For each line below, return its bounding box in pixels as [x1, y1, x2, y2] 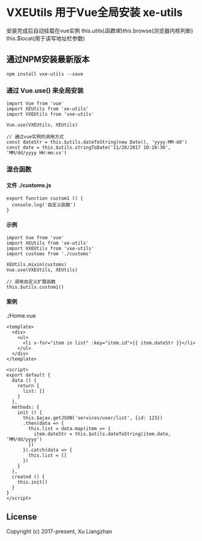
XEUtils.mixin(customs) [6, 261, 67, 268]
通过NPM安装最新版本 [6, 54, 90, 65]
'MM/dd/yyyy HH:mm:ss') [6, 150, 67, 156]
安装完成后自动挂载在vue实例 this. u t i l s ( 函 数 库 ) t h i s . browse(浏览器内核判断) [6, 27, 193, 34]
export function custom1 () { [6, 195, 84, 202]
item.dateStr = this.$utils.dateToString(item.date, [33, 431, 171, 437]
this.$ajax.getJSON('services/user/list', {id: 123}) [22, 414, 163, 421]
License [6, 512, 37, 522]
